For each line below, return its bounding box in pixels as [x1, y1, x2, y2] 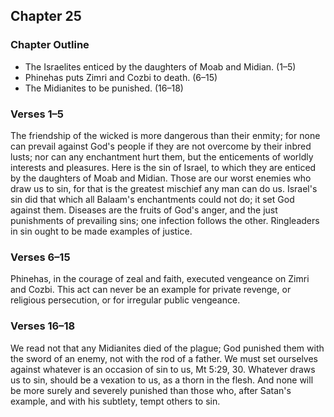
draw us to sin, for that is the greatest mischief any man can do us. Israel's [10, 182, 318, 194]
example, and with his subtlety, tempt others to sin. [10, 395, 221, 407]
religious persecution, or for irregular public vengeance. [10, 294, 241, 306]
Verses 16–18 [10, 319, 76, 333]
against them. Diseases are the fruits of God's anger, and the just [10, 204, 278, 216]
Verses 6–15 [10, 250, 71, 264]
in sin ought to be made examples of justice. [10, 225, 193, 237]
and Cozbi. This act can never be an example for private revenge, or [10, 284, 292, 296]
